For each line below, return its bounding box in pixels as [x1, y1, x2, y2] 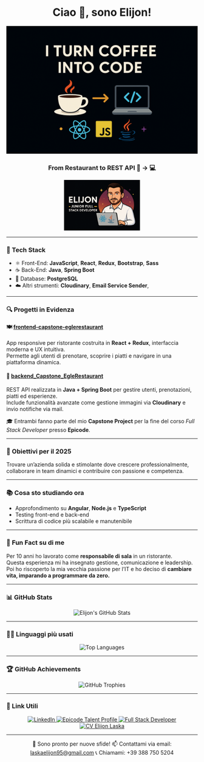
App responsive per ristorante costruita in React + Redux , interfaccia [6, 339, 179, 346]
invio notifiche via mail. [6, 405, 64, 412]
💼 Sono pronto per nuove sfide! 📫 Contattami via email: [32, 740, 172, 747]
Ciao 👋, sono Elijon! [52, 5, 152, 19]
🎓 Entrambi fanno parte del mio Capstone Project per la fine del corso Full [6, 417, 195, 424]
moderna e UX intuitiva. [6, 345, 66, 353]
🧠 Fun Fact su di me [6, 538, 65, 547]
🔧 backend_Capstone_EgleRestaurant [6, 372, 104, 379]
